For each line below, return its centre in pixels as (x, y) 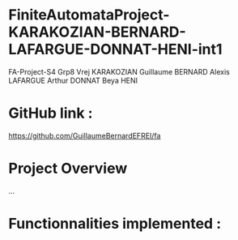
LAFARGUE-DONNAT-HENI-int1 (115, 49)
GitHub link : (51, 113)
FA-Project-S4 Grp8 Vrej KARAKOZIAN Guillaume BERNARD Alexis (119, 71)
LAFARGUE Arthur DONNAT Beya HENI (73, 80)
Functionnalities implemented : (115, 224)
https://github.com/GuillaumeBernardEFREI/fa (85, 135)
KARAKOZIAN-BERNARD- (97, 32)
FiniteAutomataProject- (89, 15)
